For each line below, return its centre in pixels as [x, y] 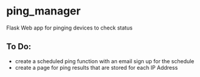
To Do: [19, 47]
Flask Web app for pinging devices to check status [69, 28]
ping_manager [43, 11]
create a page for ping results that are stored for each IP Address [96, 67]
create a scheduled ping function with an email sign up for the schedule [105, 61]
